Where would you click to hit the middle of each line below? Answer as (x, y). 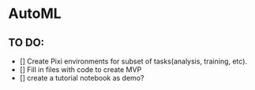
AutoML (35, 14)
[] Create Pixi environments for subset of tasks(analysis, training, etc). (133, 61)
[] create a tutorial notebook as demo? (82, 78)
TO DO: (26, 43)
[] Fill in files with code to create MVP (81, 70)
